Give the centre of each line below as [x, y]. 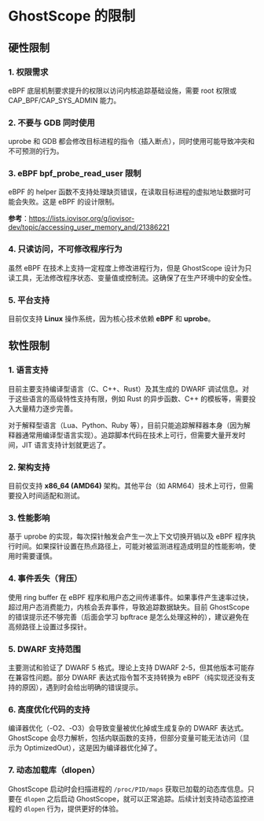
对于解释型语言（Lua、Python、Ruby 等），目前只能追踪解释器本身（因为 [126, 425]
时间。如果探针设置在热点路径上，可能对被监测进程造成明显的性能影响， [132, 547]
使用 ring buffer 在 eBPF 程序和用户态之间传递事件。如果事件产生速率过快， [130, 597]
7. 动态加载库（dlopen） [54, 770]
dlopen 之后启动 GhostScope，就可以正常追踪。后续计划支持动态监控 [135, 798]
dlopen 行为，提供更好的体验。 [73, 808]
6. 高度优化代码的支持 [49, 709]
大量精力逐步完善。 [46, 408]
